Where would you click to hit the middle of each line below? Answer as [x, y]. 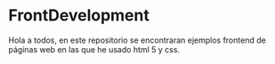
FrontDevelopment [79, 16]
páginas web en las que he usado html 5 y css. [94, 49]
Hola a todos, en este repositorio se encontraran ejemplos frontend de [137, 40]
